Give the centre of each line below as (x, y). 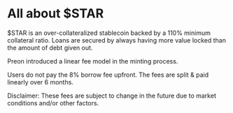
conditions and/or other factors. (53, 103)
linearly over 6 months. (40, 82)
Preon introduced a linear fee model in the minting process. (93, 61)
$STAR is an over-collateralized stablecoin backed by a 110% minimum (109, 33)
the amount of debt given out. (50, 47)
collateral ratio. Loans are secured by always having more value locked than (116, 40)
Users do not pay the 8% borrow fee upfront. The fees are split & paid (108, 75)
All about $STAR (56, 14)
